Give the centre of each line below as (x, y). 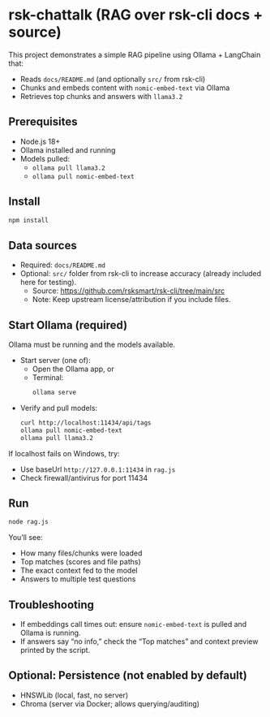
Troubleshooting (51, 605)
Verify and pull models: (59, 408)
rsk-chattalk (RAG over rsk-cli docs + (136, 15)
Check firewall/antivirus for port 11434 (84, 477)
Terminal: (48, 378)
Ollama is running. (50, 633)
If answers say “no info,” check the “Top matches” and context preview (139, 641)
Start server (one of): (55, 361)
